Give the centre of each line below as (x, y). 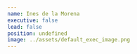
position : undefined (38, 33)
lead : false (25, 27)
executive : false (33, 20)
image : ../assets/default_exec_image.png (69, 40)
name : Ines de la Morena (44, 14)
